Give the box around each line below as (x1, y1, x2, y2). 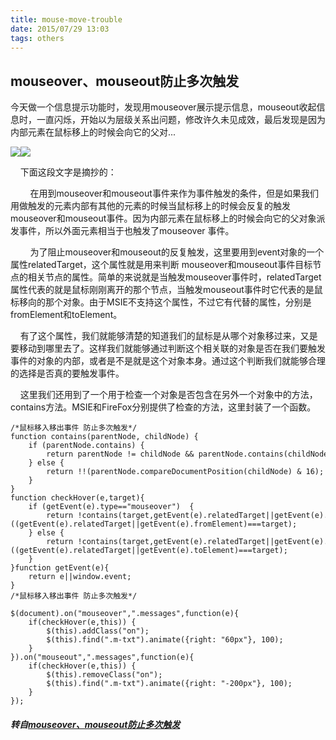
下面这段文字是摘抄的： (19, 166, 117, 178)
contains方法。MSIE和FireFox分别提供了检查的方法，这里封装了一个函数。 (10, 401, 317, 413)
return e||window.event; (28, 572, 132, 582)
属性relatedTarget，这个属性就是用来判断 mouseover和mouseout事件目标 (10, 259, 313, 271)
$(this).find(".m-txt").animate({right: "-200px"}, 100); (46, 679, 293, 689)
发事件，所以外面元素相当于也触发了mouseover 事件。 (10, 225, 235, 237)
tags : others (10, 33, 65, 43)
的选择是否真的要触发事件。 (10, 367, 125, 380)
